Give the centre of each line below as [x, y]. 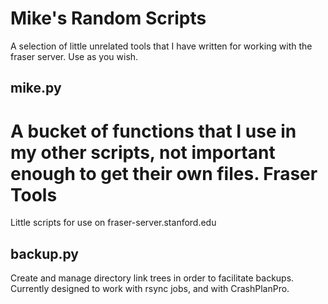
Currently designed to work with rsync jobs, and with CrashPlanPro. [150, 289]
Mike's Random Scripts [108, 18]
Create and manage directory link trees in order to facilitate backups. [152, 278]
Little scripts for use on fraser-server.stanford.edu [113, 223]
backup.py [44, 253]
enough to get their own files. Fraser [164, 173]
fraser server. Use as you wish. [74, 56]
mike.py [36, 88]
